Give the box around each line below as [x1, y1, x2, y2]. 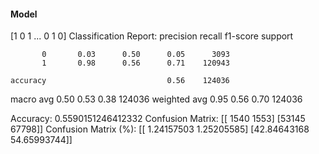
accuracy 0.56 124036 [10, 76, 230, 86]
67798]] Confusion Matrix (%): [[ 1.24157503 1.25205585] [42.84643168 [10, 123, 310, 135]
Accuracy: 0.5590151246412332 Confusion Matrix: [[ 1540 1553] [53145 [10, 113, 306, 125]
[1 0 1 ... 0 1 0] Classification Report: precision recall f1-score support [10, 30, 294, 42]
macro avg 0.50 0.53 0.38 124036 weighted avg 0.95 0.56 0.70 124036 [10, 93, 303, 105]
